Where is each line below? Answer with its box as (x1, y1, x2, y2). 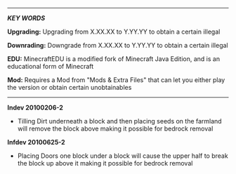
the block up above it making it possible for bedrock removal (17, 159, 193, 167)
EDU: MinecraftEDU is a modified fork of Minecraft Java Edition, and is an (7, 55, 220, 63)
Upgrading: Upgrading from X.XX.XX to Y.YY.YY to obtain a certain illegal (7, 27, 221, 36)
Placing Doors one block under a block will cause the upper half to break (17, 152, 228, 160)
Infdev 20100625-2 (7, 138, 65, 146)
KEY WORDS (7, 14, 46, 22)
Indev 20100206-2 (7, 103, 63, 112)
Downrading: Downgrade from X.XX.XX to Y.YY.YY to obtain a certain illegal (7, 41, 228, 49)
